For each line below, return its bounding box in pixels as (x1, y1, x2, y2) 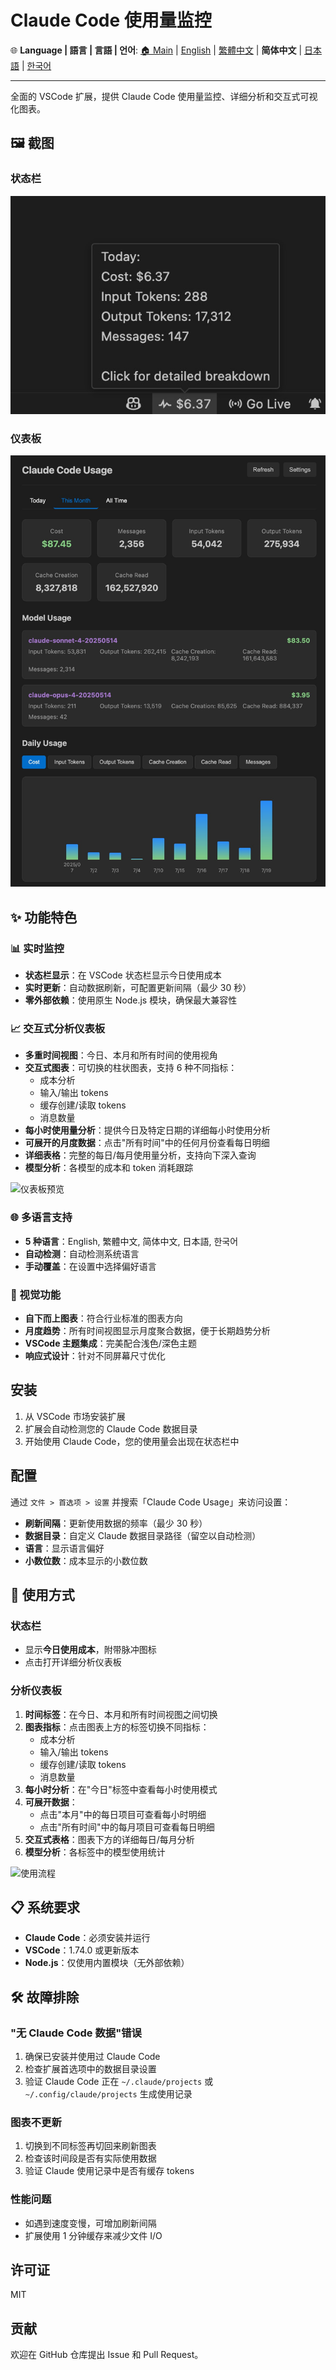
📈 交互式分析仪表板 (10, 1021, 106, 1035)
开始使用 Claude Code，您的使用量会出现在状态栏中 (24, 1435, 240, 1447)
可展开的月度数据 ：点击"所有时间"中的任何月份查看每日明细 (24, 1137, 270, 1149)
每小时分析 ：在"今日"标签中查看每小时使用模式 (24, 1783, 218, 1795)
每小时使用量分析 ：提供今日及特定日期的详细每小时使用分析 (24, 1124, 271, 1136)
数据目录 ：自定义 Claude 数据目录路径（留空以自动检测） (24, 1529, 262, 1541)
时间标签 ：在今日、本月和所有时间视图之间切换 (24, 1708, 218, 1720)
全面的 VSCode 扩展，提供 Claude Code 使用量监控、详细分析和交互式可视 (10, 90, 318, 102)
